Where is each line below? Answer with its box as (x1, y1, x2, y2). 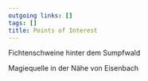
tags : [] (8, 19, 37, 27)
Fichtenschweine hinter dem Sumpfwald (8, 48, 141, 58)
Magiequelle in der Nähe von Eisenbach (8, 64, 139, 73)
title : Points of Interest (8, 26, 98, 34)
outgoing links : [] (8, 11, 73, 20)
